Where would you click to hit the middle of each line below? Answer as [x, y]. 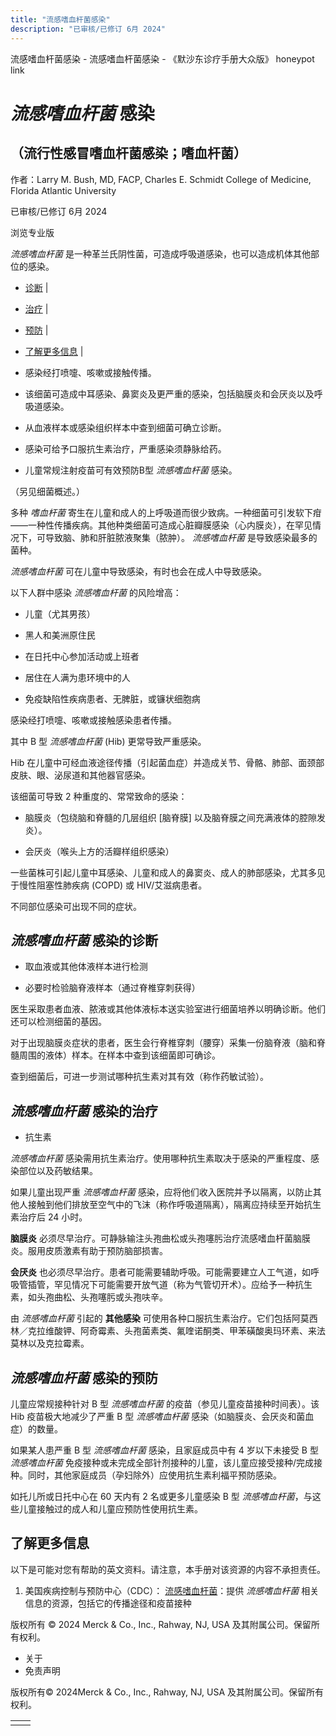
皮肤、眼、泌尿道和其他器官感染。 [80, 775]
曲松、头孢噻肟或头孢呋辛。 [110, 1297]
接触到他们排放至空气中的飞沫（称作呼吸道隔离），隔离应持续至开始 [165, 1205]
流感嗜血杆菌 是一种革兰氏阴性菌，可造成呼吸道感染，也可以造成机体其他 [160, 253]
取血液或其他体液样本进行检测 [86, 967]
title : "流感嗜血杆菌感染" [60, 19]
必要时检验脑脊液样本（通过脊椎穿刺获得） [112, 988]
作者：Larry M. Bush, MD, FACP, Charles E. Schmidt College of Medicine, [161, 179]
